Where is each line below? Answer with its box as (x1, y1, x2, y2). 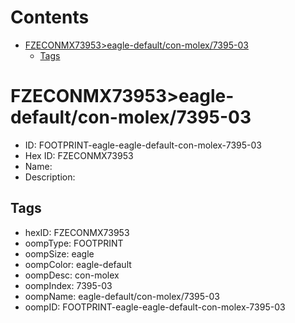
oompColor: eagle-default (24, 258, 132, 270)
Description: (24, 171, 76, 183)
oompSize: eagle (24, 247, 95, 260)
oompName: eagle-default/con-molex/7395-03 (24, 290, 220, 302)
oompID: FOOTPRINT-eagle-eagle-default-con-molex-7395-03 (24, 301, 286, 313)
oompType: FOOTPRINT (24, 237, 124, 249)
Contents (10, 6, 90, 29)
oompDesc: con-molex (24, 269, 120, 281)
